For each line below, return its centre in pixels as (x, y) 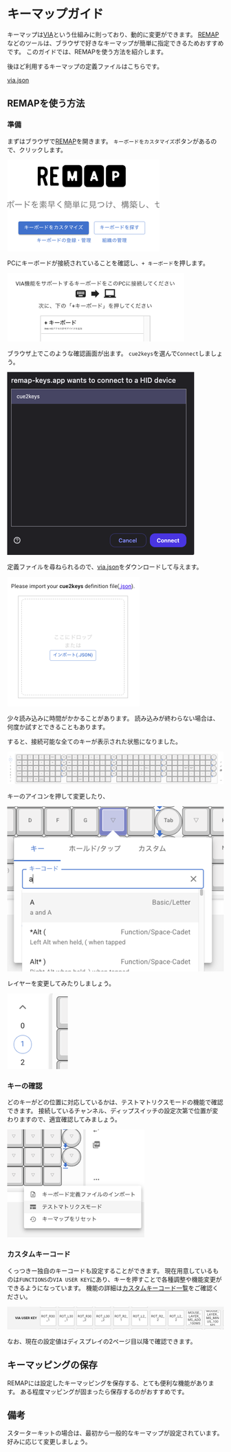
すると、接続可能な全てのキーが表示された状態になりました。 (95, 741)
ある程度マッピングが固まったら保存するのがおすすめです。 (104, 1391)
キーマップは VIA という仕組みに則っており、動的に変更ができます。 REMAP (113, 34)
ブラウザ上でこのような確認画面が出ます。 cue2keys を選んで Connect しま (109, 353)
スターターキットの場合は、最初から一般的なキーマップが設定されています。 (115, 1433)
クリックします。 (43, 149)
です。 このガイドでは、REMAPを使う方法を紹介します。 (87, 52)
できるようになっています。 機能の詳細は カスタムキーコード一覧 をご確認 (110, 1287)
